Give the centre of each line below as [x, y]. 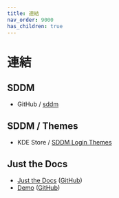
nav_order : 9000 [30, 20]
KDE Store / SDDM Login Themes [64, 143]
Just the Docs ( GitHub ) [50, 180]
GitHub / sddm [38, 104]
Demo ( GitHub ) [39, 188]
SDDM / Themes [43, 126]
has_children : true [35, 26]
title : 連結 [23, 13]
